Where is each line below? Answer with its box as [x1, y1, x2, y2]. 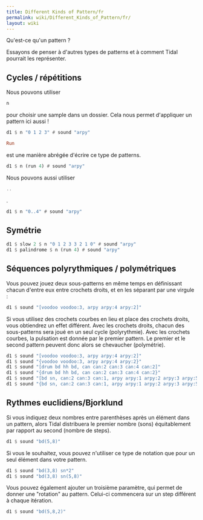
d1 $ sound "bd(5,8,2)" [6, 508, 66, 515]
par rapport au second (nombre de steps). [6, 427, 111, 434]
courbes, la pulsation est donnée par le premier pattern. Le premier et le [6, 335, 185, 342]
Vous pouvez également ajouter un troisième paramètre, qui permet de [6, 484, 182, 492]
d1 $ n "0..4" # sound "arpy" [6, 208, 83, 215]
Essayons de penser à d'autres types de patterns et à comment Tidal [6, 48, 178, 56]
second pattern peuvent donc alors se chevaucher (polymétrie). [6, 341, 166, 348]
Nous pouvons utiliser [6, 88, 61, 96]
